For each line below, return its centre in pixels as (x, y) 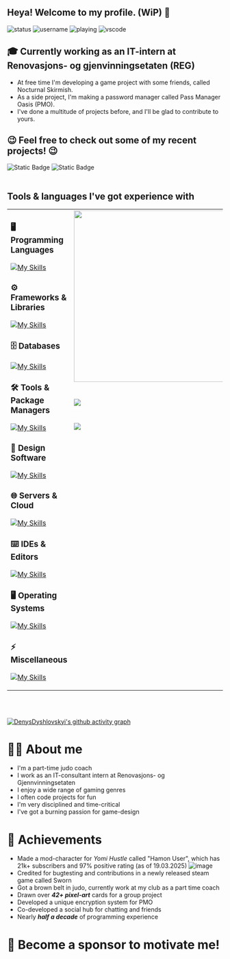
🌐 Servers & (34, 496)
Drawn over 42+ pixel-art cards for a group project (89, 895)
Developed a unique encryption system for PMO (85, 902)
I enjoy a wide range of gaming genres (71, 790)
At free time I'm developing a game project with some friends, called (113, 82)
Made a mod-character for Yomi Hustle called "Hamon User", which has (118, 859)
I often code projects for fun (56, 797)
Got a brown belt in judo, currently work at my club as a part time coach (118, 888)
